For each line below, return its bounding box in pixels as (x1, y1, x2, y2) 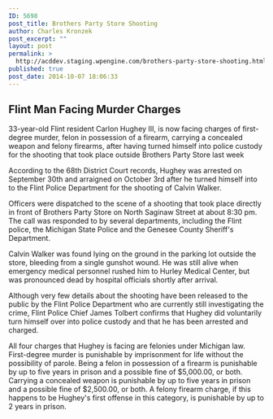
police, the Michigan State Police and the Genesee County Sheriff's (8, 225, 234, 234)
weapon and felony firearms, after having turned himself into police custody (8, 142, 262, 151)
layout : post (8, 42, 53, 50)
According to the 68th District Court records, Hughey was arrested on (8, 166, 242, 176)
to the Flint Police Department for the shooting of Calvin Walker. (8, 183, 222, 193)
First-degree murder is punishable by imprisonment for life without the (8, 350, 244, 360)
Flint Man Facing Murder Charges (8, 103, 181, 116)
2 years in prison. (8, 402, 67, 412)
